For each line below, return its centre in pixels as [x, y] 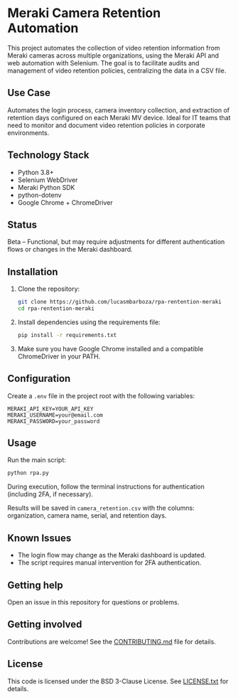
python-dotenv [39, 195]
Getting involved [45, 625]
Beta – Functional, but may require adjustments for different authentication [116, 242]
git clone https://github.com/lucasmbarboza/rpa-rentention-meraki [119, 302]
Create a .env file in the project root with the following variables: [101, 395]
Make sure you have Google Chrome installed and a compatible [110, 348]
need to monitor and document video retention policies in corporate [107, 125]
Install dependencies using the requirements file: [89, 322]
